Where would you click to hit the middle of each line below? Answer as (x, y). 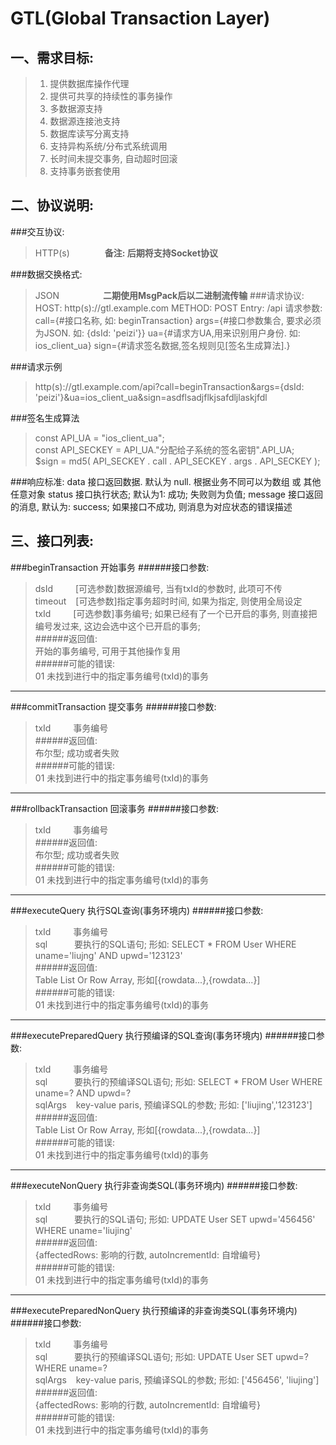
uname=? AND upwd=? (83, 1093)
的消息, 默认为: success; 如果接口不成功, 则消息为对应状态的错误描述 (151, 506)
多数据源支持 (76, 108)
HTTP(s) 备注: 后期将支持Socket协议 (126, 253)
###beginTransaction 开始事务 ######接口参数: (110, 567)
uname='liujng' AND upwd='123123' (108, 955)
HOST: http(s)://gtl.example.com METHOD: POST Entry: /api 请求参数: (178, 308)
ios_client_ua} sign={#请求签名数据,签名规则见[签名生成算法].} (162, 345)
